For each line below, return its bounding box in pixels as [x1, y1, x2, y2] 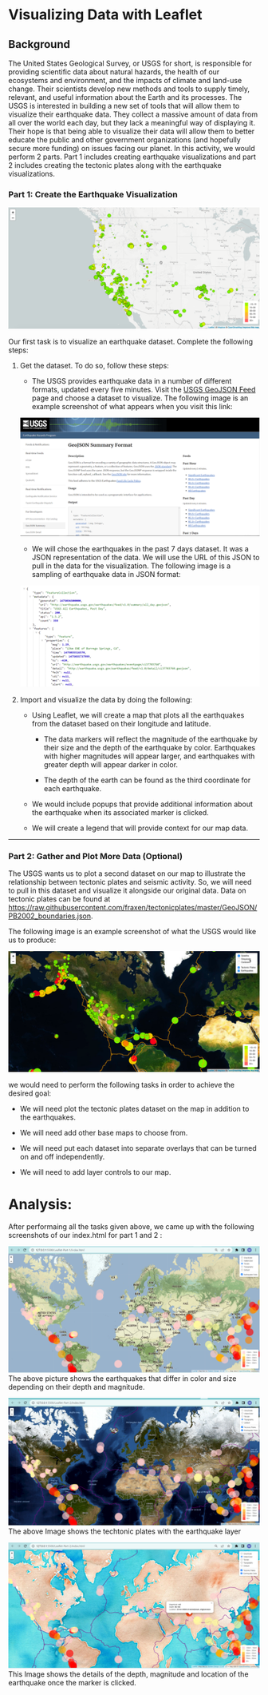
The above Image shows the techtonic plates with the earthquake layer [8, 1526, 242, 1536]
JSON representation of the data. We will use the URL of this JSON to [31, 553, 260, 563]
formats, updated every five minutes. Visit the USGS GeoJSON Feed [31, 384, 256, 394]
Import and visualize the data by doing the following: [19, 694, 193, 704]
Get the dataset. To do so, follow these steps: [19, 360, 169, 370]
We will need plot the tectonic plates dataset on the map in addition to [19, 1104, 250, 1114]
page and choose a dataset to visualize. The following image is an [31, 393, 249, 403]
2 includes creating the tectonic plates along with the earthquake [8, 161, 222, 169]
